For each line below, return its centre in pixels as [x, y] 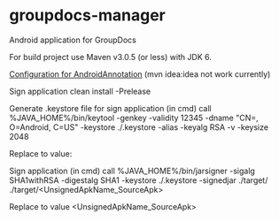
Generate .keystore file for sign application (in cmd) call [110, 108]
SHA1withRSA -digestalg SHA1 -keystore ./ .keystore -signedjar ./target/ [139, 180]
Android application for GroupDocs [73, 40]
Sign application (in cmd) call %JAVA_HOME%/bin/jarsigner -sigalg [132, 171]
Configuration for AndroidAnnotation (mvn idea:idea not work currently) [140, 74]
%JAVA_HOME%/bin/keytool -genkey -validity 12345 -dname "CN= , [134, 118]
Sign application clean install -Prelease [80, 91]
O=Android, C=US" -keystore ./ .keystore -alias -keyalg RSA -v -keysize [139, 127]
